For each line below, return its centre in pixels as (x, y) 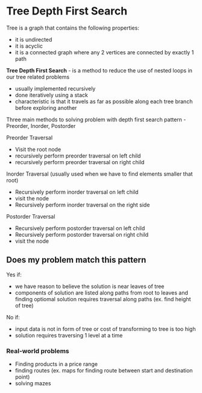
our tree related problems (38, 77)
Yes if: (14, 274)
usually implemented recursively (55, 88)
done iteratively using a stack (52, 95)
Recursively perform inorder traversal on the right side (82, 205)
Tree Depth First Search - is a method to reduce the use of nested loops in (99, 70)
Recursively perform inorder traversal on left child (77, 192)
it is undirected (33, 39)
